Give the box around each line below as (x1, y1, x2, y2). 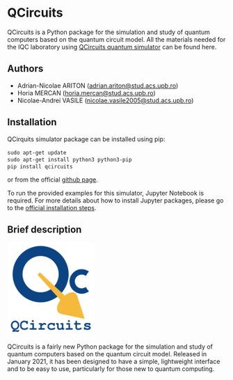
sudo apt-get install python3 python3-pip (7, 156, 132, 163)
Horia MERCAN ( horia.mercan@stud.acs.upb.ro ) (17, 88, 156, 97)
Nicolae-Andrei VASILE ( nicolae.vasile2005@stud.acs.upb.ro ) (17, 96, 194, 104)
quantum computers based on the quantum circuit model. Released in (7, 349, 207, 358)
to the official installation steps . (7, 203, 97, 212)
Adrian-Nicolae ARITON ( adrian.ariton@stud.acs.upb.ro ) (17, 81, 179, 90)
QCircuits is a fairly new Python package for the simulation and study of (7, 342, 214, 351)
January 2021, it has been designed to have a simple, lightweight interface (7, 357, 220, 365)
